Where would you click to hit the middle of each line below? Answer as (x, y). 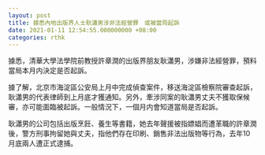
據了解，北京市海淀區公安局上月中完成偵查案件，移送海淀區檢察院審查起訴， (132, 87)
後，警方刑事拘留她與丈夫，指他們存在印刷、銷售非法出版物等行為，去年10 (129, 134)
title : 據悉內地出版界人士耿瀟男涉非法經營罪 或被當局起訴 (94, 23)
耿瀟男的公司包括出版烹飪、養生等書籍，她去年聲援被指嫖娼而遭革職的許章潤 (132, 124)
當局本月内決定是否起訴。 (50, 71)
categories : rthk (37, 37)
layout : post (30, 15)
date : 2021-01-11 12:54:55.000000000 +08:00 (82, 30)
